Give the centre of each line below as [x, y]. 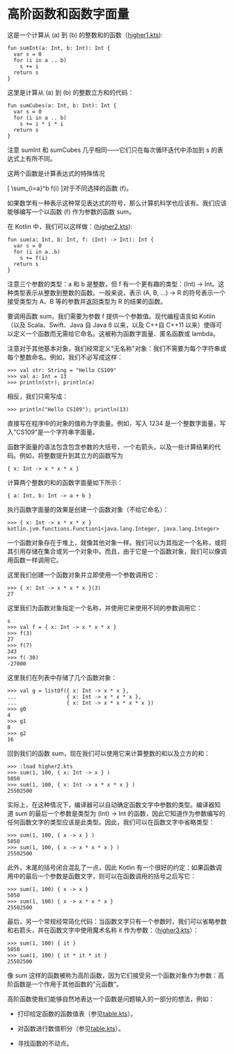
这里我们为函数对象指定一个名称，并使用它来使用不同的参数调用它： [105, 607]
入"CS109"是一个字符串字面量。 [53, 432]
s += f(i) [34, 258]
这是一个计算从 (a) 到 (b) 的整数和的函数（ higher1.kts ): [85, 35]
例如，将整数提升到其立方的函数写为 [71, 455]
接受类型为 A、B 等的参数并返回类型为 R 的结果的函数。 [87, 301]
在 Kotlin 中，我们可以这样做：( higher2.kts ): [70, 226]
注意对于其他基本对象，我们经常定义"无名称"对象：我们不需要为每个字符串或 [117, 348]
